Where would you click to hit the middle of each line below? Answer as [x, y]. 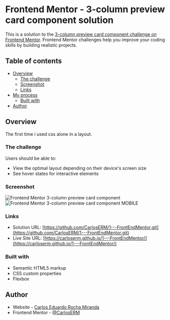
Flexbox [21, 279]
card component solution [59, 20]
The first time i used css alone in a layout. [49, 134]
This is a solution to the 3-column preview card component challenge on [81, 34]
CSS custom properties [37, 273]
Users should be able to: [31, 158]
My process [25, 95]
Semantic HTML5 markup [39, 268]
